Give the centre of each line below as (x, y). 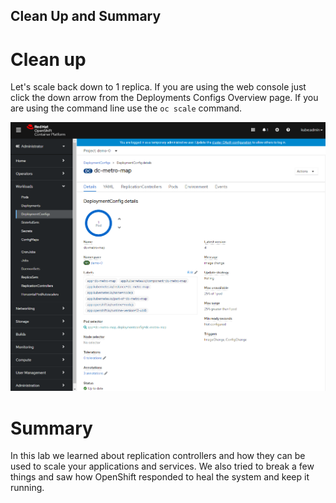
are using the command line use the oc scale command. (126, 108)
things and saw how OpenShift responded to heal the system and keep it (160, 477)
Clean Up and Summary (86, 16)
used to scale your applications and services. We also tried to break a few (162, 466)
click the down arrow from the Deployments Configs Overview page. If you (164, 98)
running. (27, 488)
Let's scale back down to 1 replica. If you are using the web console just (158, 87)
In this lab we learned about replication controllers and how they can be (158, 456)
